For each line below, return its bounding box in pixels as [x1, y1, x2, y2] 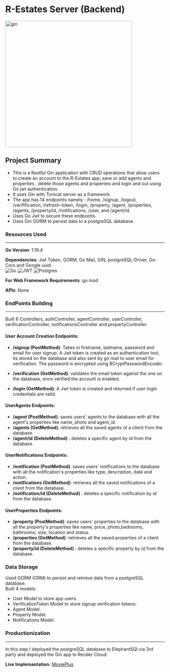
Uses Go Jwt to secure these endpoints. [12, 213, 97, 219]
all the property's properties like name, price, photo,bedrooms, [12, 524, 144, 530]
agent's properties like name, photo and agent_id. [12, 419, 116, 425]
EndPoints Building [5, 300, 53, 307]
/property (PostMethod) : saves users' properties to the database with [12, 519, 160, 525]
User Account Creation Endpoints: [5, 333, 79, 339]
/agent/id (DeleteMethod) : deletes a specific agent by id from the [12, 435, 152, 441]
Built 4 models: [5, 586, 37, 592]
